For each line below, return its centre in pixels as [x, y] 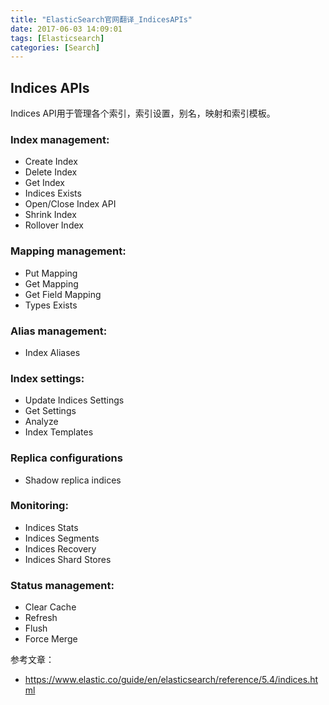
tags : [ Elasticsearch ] [57, 38]
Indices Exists [53, 193]
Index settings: [47, 378]
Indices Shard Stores [68, 559]
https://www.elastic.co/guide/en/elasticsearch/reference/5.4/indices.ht [171, 680]
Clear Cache [50, 607]
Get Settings [50, 411]
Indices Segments [62, 538]
